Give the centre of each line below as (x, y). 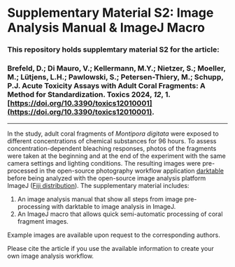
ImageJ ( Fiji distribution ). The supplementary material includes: (98, 186)
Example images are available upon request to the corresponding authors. (114, 235)
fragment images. (43, 222)
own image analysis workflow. (51, 256)
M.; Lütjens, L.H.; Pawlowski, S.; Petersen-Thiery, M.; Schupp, (115, 77)
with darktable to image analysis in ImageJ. (114, 207)
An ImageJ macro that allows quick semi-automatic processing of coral (120, 214)
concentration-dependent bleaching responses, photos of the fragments (112, 149)
